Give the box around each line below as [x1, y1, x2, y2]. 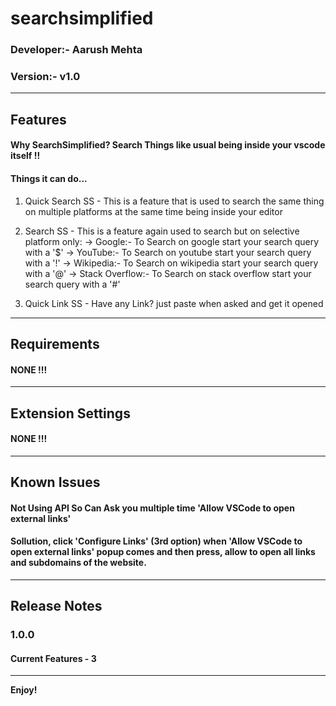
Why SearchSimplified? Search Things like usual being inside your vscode [10, 139, 326, 151]
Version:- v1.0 [10, 70, 81, 84]
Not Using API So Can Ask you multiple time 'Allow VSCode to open [10, 502, 295, 514]
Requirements [10, 335, 100, 352]
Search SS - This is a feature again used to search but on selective [24, 225, 300, 237]
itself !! [10, 150, 41, 162]
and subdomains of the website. [10, 557, 147, 569]
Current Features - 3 [10, 652, 97, 664]
